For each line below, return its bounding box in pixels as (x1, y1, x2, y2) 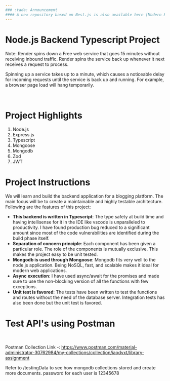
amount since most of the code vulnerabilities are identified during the (12, 230, 159, 236)
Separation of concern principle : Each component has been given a (12, 241, 156, 247)
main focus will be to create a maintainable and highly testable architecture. (5, 199, 163, 205)
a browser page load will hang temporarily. (5, 82, 95, 88)
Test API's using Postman (5, 318, 115, 329)
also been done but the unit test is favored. (12, 300, 102, 306)
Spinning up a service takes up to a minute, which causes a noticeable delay (5, 71, 164, 78)
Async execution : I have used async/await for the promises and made (12, 273, 159, 279)
